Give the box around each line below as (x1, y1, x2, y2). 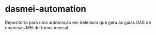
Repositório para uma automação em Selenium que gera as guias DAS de (5, 19, 151, 25)
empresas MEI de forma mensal (5, 24, 69, 30)
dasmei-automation (5, 3, 86, 15)
